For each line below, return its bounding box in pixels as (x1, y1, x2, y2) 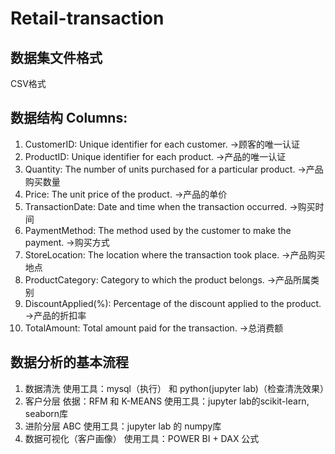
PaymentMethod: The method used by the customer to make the (24, 224, 292, 236)
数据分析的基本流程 (10, 354, 129, 371)
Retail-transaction (10, 7, 165, 30)
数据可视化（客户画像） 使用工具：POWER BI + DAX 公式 (24, 432, 260, 444)
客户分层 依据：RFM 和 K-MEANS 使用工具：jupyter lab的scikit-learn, (24, 395, 310, 407)
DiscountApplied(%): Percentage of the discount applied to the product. (24, 297, 322, 309)
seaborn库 (24, 407, 69, 419)
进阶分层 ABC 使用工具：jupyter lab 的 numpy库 (24, 420, 222, 432)
